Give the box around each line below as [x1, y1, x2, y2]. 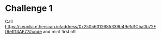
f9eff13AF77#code [5, 29, 42, 34]
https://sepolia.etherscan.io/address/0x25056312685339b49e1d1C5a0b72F [5, 23, 156, 29]
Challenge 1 [5, 3, 53, 14]
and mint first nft [43, 29, 76, 34]
